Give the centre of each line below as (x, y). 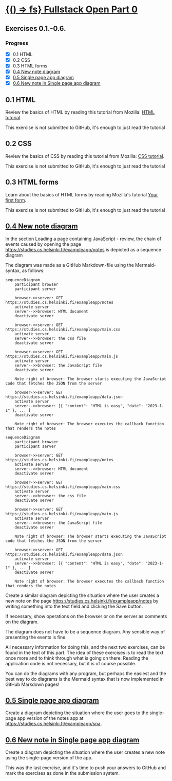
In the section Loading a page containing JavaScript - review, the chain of (83, 239)
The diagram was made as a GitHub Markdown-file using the (70, 265)
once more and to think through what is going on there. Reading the (77, 658)
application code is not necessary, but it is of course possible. (71, 663)
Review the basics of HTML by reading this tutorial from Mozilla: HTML (80, 112)
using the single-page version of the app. (49, 758)
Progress (17, 43)
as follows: (33, 270)
